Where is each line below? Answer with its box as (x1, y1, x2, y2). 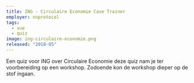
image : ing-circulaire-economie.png (6, 36, 96, 42)
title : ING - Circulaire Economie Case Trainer (6, 8, 126, 15)
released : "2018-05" (6, 42, 57, 48)
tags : (6, 19, 20, 25)
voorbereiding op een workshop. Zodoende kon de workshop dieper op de (6, 64, 188, 71)
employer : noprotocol (6, 14, 60, 20)
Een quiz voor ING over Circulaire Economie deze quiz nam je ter (6, 57, 164, 65)
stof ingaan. (6, 70, 35, 77)
